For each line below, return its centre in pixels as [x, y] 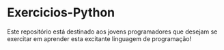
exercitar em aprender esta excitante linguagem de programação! [99, 38]
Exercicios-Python [61, 13]
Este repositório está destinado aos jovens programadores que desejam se [112, 32]
